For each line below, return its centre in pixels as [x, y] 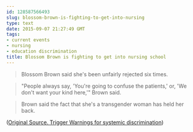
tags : [13, 35]
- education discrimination [42, 51]
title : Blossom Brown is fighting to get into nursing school [86, 57]
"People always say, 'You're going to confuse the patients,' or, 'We [104, 86]
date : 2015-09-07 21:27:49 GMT [46, 29]
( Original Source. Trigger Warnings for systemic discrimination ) [85, 122]
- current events [28, 40]
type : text [20, 23]
